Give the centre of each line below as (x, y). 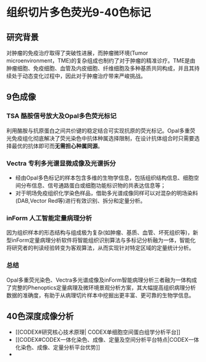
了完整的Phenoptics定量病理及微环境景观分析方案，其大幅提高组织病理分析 (101, 287)
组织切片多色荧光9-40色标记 (79, 13)
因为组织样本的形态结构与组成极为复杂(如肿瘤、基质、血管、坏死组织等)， (100, 233)
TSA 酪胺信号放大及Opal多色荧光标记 (62, 116)
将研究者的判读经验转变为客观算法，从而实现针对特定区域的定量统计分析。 (100, 248)
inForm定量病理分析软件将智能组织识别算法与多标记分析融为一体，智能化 (104, 240)
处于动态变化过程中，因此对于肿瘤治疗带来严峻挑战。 (78, 76)
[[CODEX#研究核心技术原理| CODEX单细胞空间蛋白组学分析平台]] (98, 332)
